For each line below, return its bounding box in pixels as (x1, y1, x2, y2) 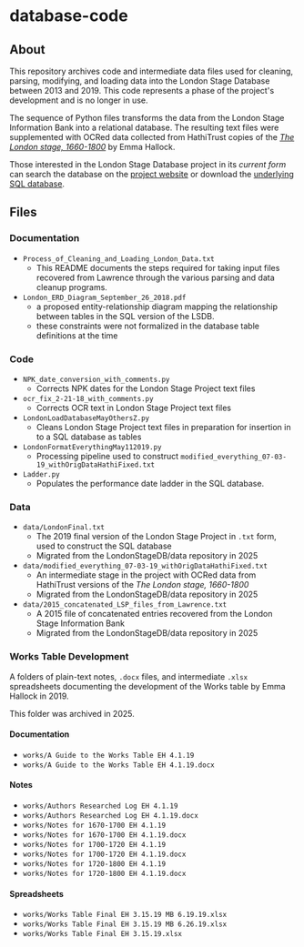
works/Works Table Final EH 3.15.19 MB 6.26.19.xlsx (22, 920, 228, 929)
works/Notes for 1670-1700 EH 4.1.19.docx (22, 830, 187, 840)
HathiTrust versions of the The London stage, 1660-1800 (35, 579, 249, 590)
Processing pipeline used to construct (35, 450, 179, 461)
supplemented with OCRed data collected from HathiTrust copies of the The (9, 132, 295, 142)
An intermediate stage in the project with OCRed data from (35, 569, 257, 580)
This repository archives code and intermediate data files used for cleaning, (9, 65, 294, 76)
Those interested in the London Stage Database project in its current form (9, 159, 287, 169)
